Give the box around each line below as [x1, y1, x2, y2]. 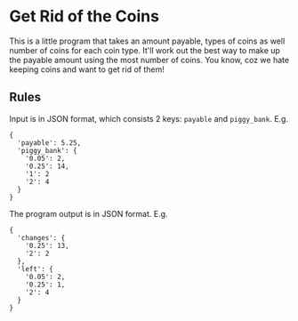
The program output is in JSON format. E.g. [9, 208, 168, 219]
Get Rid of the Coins [9, 6, 160, 27]
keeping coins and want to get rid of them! [9, 64, 165, 75]
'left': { [17, 264, 53, 273]
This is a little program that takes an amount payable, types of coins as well [9, 36, 286, 46]
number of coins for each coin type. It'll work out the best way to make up [9, 44, 280, 55]
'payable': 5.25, [17, 138, 82, 148]
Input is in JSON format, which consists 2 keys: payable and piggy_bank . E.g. [9, 113, 289, 124]
